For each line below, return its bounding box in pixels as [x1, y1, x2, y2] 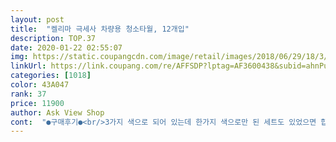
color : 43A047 [10, 80, 70, 90]
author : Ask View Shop [10, 107, 105, 118]
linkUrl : [10, 61, 47, 71]
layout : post [10, 14, 65, 25]
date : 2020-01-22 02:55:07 [10, 42, 123, 53]
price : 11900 [10, 98, 65, 108]
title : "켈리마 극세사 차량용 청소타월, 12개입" [10, 24, 190, 34]
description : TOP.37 [10, 33, 97, 43]
